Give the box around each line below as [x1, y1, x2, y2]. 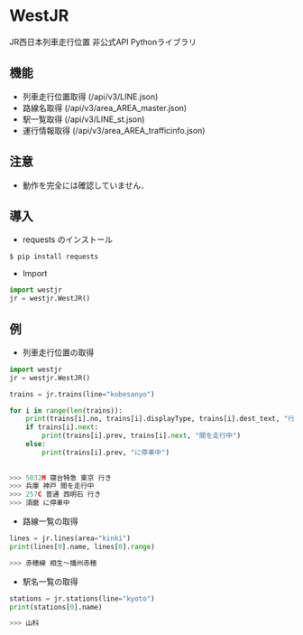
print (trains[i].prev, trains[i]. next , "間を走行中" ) [41, 431, 242, 441]
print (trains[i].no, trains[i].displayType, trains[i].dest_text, [25, 415, 280, 424]
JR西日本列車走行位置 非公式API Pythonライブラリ [9, 36, 197, 47]
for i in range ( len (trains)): [9, 406, 124, 416]
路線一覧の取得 [22, 516, 78, 527]
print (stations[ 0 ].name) [9, 602, 103, 612]
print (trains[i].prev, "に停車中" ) [41, 448, 170, 457]
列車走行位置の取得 [22, 347, 95, 358]
